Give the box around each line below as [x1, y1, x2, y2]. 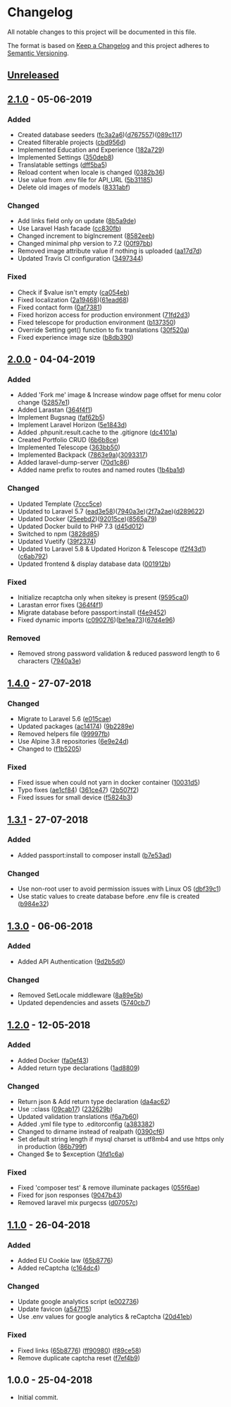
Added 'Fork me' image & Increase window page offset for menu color [17, 391, 222, 399]
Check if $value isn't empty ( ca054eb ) [17, 287, 130, 297]
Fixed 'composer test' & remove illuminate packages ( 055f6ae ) [17, 1184, 201, 1192]
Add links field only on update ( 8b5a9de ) [17, 217, 137, 225]
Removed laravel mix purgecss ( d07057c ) [17, 1199, 139, 1207]
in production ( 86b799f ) [17, 1142, 88, 1151]
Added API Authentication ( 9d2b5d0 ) [17, 957, 125, 966]
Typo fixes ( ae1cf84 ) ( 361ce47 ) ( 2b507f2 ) [17, 785, 139, 795]
